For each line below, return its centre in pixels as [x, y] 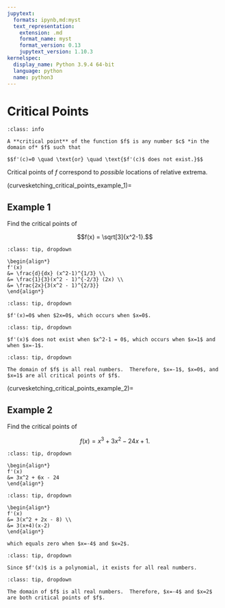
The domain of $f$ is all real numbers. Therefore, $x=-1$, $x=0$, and [113, 370]
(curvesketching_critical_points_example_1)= [69, 185]
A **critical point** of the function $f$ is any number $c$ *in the [108, 141]
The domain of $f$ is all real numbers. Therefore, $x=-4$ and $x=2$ [110, 592]
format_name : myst [45, 39]
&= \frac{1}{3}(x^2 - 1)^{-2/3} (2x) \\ [66, 280]
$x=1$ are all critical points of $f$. [64, 376]
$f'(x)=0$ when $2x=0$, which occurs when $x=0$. [79, 316]
